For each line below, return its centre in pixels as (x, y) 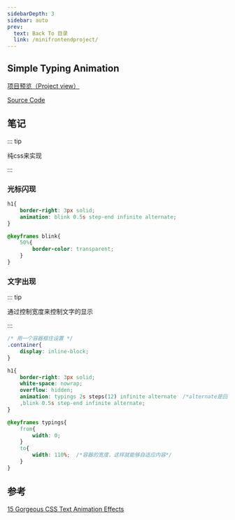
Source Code (26, 100)
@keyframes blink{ (34, 236)
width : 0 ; (47, 435)
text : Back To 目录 (41, 33)
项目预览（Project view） (44, 85)
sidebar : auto (28, 20)
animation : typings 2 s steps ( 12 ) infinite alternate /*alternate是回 (124, 397)
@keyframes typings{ (37, 422)
